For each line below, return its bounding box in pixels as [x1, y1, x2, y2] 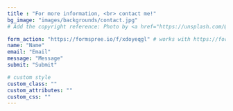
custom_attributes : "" [7, 87, 73, 94]
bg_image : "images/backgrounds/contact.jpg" [7, 17, 138, 24]
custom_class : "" [7, 80, 58, 87]
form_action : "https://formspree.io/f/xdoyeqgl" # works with [7, 35, 191, 42]
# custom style [7, 74, 51, 80]
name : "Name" [7, 42, 45, 49]
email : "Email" [7, 49, 51, 55]
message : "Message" [7, 55, 64, 62]
